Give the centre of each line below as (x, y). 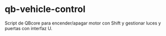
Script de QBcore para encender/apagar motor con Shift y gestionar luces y (83, 23)
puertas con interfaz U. (29, 28)
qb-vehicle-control (45, 9)
